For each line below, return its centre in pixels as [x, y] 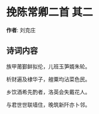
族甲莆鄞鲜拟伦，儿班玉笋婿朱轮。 [48, 66]
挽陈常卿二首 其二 [49, 12]
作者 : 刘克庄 [21, 30]
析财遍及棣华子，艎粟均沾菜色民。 [48, 79]
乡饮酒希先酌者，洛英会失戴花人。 [48, 92]
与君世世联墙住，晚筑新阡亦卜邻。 [48, 104]
